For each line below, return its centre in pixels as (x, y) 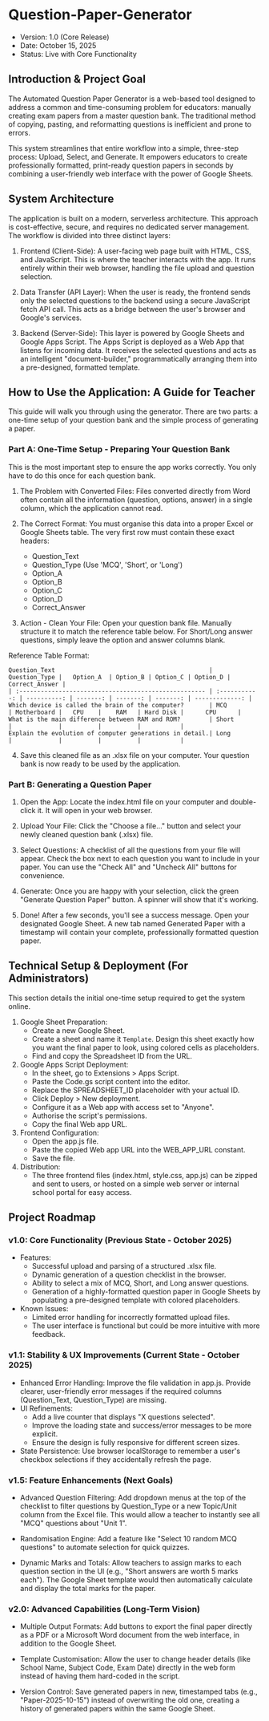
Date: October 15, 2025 (58, 45)
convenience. (42, 875)
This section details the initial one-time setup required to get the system (127, 998)
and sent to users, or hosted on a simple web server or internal (135, 1184)
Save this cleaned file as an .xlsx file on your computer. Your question (134, 755)
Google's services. (51, 318)
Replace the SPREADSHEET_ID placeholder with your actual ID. (136, 1090)
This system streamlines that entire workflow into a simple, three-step (123, 148)
